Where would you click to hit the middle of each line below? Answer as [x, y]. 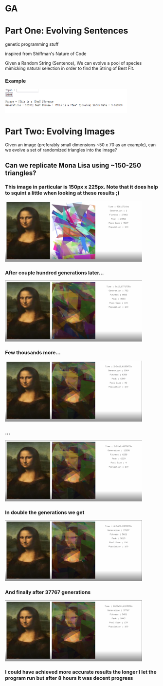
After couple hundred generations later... [54, 272]
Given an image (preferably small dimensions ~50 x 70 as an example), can [81, 145]
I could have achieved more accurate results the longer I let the [81, 672]
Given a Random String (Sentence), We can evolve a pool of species [73, 63]
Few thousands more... [33, 353]
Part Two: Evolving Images [60, 131]
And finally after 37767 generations [48, 592]
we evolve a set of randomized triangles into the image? [61, 150]
